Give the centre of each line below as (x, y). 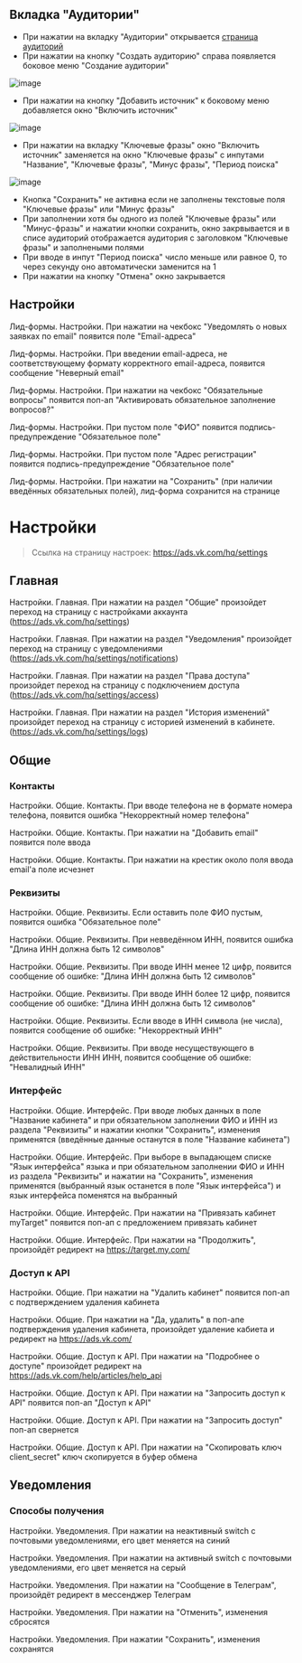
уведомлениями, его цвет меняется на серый (98, 1567)
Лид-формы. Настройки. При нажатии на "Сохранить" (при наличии (141, 481)
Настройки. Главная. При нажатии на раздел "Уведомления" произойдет (151, 639)
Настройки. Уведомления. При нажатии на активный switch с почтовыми (151, 1557)
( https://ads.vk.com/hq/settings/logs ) (79, 732)
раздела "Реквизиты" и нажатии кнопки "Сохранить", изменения (135, 1130)
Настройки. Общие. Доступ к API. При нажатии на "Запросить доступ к (147, 1393)
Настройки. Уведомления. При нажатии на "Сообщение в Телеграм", (143, 1584)
